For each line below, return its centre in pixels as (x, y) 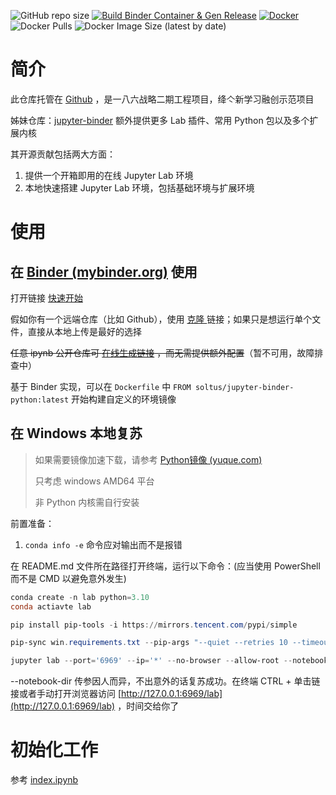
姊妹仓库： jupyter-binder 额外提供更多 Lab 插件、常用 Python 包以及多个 (160, 120)
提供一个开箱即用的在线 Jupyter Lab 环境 (109, 175)
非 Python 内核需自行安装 (87, 502)
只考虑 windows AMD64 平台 (94, 481)
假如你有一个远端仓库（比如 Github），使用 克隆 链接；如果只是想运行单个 (161, 319)
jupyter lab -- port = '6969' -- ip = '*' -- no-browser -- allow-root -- (151, 661)
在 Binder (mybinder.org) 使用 (104, 271)
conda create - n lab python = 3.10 (80, 597)
